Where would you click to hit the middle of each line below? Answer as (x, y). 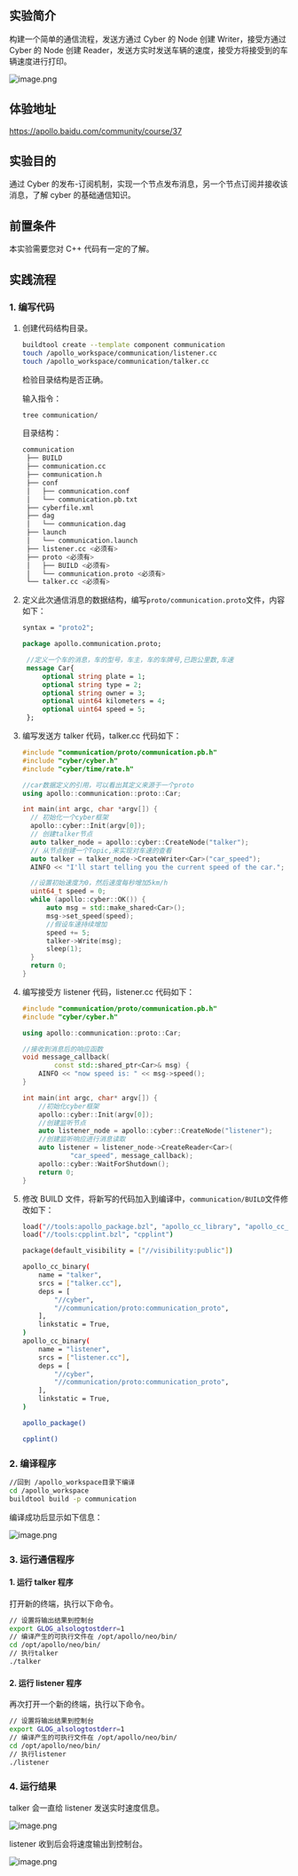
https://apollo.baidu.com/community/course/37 (96, 130)
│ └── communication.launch (82, 541)
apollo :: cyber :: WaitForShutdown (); (104, 1164)
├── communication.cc (66, 467)
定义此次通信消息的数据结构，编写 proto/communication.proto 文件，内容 (153, 600)
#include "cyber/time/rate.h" (78, 769)
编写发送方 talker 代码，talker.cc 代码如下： (102, 736)
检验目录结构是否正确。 (65, 379)
